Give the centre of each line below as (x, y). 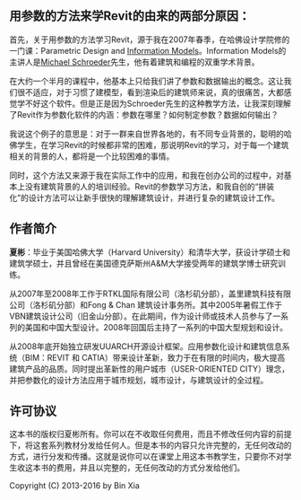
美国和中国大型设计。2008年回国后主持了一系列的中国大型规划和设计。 (156, 327)
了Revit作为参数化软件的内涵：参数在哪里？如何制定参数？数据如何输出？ (144, 114)
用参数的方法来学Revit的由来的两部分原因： (130, 16)
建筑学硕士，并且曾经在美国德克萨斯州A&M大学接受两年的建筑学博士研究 (144, 263)
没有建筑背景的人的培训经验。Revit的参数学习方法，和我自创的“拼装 (150, 186)
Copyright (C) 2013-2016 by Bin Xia (75, 486)
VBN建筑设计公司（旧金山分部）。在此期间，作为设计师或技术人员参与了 (141, 316)
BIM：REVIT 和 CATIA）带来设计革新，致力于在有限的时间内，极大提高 (155, 357)
